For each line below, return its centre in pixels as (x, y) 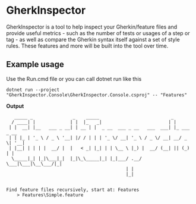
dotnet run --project (33, 90)
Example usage (35, 65)
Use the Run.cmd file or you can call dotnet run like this (74, 79)
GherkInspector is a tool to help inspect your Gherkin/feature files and (92, 27)
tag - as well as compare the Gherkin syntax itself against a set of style (93, 39)
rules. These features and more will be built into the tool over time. (87, 46)
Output (15, 106)
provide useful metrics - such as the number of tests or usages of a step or (98, 33)
